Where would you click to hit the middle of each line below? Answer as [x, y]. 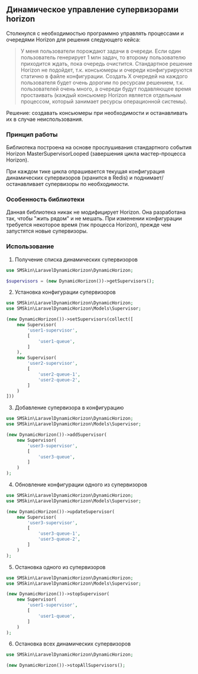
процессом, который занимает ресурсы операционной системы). [104, 101]
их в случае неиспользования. [45, 119]
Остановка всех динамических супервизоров [73, 644]
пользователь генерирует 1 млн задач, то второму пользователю [103, 57]
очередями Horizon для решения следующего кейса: [73, 39]
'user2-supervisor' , [53, 364]
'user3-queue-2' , [59, 539]
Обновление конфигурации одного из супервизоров [81, 484]
